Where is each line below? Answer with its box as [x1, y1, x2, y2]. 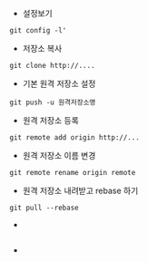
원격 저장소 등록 [22, 115, 79, 125]
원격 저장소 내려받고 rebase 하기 [22, 185, 139, 196]
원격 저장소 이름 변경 [22, 150, 96, 160]
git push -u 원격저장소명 [9, 98, 96, 107]
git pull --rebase [9, 203, 79, 212]
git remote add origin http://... [9, 133, 141, 142]
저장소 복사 [22, 44, 63, 53]
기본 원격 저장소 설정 [22, 78, 96, 89]
